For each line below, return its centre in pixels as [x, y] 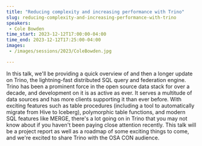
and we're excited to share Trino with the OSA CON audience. [83, 138]
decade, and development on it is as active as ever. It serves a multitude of [99, 93]
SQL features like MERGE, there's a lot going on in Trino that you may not [97, 118]
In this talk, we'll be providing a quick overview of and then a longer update [99, 74]
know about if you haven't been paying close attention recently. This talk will [101, 125]
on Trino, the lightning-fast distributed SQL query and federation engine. [96, 80]
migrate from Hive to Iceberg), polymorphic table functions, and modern [96, 112]
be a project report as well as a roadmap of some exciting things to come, [98, 131]
